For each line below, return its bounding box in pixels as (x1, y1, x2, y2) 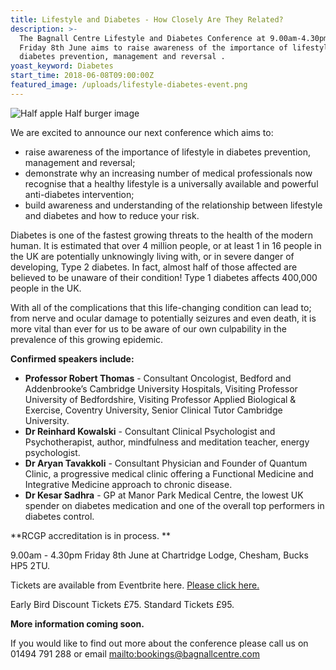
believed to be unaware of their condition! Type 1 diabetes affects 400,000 (10, 271, 318, 283)
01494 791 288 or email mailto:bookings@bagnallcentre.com (10, 647, 260, 660)
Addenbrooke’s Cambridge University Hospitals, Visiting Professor (24, 382, 298, 395)
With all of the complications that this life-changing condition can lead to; (10, 301, 312, 313)
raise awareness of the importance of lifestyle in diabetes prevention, (24, 146, 311, 158)
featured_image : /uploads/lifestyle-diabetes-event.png (10, 80, 248, 90)
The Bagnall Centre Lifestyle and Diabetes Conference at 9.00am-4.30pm (19, 33, 329, 43)
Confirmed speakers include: (10, 352, 135, 365)
